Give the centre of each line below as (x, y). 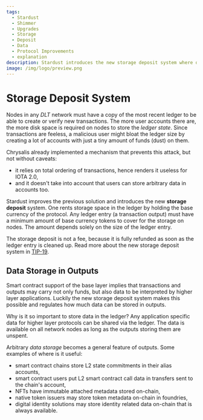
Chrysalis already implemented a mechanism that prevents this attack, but (98, 153)
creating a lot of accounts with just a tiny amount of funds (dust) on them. (98, 140)
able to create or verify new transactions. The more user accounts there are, (101, 121)
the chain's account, (40, 385)
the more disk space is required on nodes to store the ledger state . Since (97, 128)
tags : (13, 12)
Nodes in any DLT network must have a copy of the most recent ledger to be (101, 115)
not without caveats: (32, 159)
